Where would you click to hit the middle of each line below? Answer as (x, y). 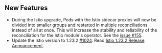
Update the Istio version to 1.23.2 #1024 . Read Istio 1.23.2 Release (78, 40)
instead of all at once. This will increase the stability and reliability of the (84, 30)
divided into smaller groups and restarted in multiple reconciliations (80, 25)
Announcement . (28, 45)
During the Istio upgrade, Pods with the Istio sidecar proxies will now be (84, 19)
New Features (26, 8)
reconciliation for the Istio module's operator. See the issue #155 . (77, 35)
